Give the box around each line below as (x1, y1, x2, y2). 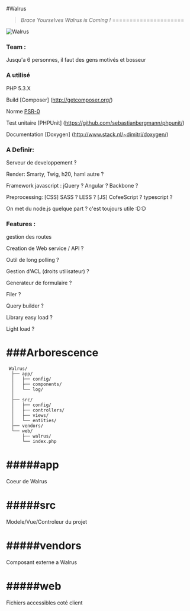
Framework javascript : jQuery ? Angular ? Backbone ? (6, 182, 139, 189)
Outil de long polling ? (6, 257, 59, 264)
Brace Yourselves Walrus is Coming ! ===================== (20, 17, 185, 23)
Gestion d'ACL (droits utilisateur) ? (6, 268, 90, 275)
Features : (6, 220, 36, 228)
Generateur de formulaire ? (6, 279, 72, 287)
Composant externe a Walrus (6, 558, 78, 566)
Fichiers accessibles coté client (6, 599, 83, 606)
